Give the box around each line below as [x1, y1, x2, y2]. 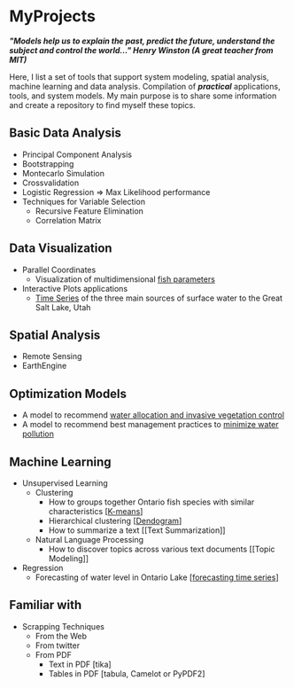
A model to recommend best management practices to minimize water [21, 419, 279, 430]
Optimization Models [9, 386, 127, 401]
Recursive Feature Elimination [35, 206, 144, 216]
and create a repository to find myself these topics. [9, 99, 197, 110]
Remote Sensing [21, 351, 82, 362]
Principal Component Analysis [21, 149, 133, 160]
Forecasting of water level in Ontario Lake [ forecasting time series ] [35, 572, 279, 582]
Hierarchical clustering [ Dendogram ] [48, 516, 182, 526]
